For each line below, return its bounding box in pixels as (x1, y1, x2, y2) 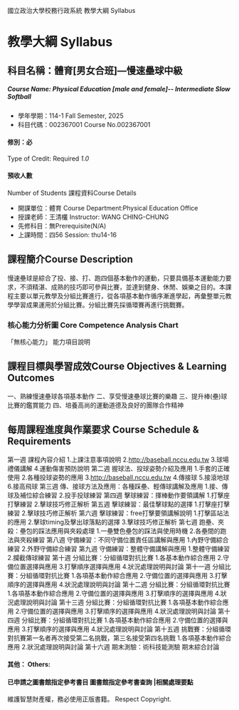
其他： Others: (7, 660, 51, 669)
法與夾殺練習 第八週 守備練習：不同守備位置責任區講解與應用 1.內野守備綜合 (7, 535, 229, 544)
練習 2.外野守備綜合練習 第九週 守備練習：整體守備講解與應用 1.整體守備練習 (7, 544, 230, 553)
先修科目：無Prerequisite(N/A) (17, 221, 107, 230)
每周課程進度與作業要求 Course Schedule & (7, 424, 199, 436)
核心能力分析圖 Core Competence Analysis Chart (7, 320, 179, 330)
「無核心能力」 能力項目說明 (7, 338, 90, 346)
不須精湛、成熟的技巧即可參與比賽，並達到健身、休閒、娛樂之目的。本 (19, 283, 225, 291)
